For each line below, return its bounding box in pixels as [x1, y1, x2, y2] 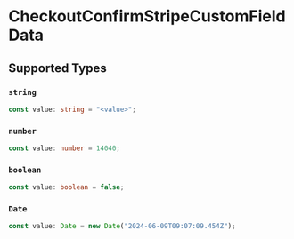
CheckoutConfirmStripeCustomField [8, 6, 286, 27]
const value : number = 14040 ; [8, 144, 121, 153]
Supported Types [8, 60, 108, 76]
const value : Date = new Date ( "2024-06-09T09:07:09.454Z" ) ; [8, 222, 237, 231]
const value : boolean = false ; [8, 183, 125, 192]
